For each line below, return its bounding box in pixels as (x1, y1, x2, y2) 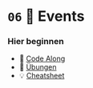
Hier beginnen (7, 36, 65, 47)
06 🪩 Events (7, 7, 85, 26)
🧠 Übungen (18, 62, 57, 72)
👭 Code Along (18, 54, 66, 63)
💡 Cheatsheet (18, 71, 65, 81)
